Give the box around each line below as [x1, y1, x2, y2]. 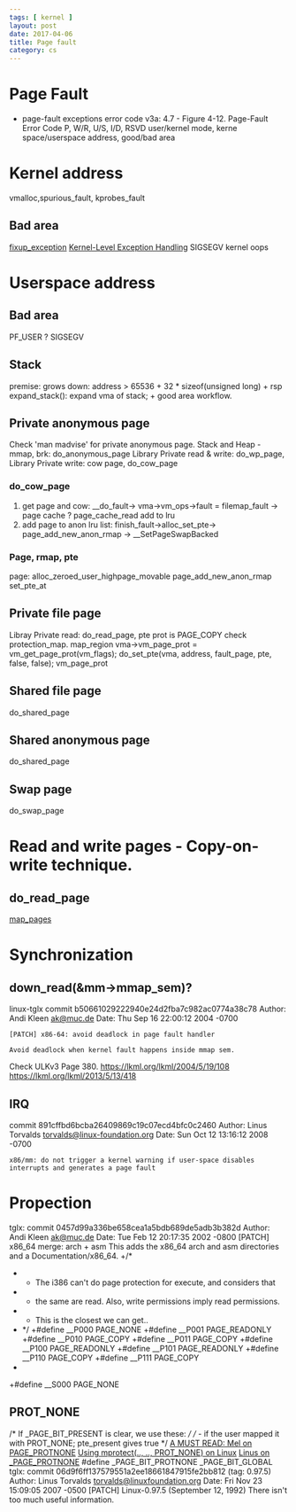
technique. [51, 855, 133, 876]
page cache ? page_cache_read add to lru [21, 510, 175, 520]
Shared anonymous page [9, 733, 150, 748]
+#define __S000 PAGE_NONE [9, 1379, 120, 1390]
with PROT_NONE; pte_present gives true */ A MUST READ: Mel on [9, 1438, 253, 1448]
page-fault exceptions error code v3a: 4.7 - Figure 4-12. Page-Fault [21, 113, 269, 124]
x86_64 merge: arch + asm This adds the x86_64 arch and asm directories [9, 1242, 280, 1252]
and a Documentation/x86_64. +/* [9, 1251, 133, 1261]
